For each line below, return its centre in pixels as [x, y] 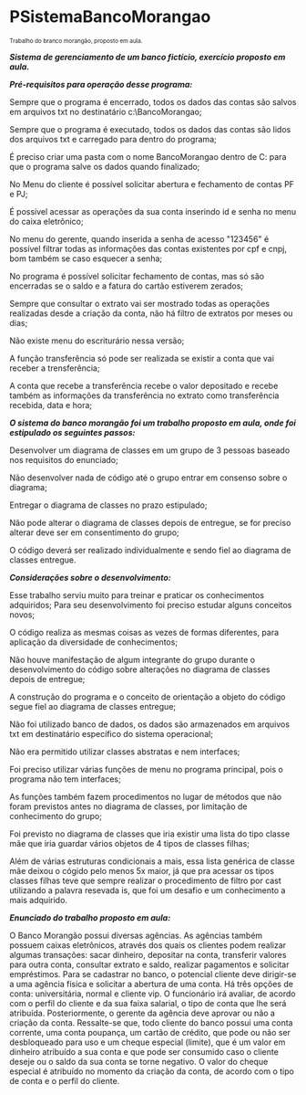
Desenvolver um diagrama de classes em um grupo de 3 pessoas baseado [150, 450]
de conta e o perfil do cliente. [65, 1080]
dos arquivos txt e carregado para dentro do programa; [113, 139]
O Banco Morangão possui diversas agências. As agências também [136, 935]
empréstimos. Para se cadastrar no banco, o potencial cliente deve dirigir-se [153, 974]
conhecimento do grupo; [56, 816]
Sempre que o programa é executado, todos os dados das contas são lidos [150, 129]
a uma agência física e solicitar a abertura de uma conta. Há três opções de [152, 984]
